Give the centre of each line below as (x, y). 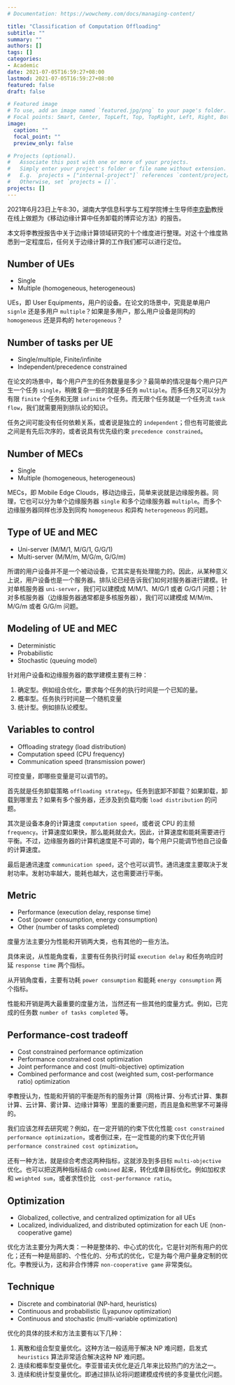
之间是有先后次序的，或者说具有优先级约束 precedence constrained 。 (107, 431)
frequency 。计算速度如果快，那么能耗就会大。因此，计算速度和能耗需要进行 (116, 832)
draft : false (26, 92)
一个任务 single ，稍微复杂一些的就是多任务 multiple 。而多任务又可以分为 (120, 390)
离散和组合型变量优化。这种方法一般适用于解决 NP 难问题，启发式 (112, 1348)
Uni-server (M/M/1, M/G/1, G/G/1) (65, 549)
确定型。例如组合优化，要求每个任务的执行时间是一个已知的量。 (109, 690)
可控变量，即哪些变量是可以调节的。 (59, 776)
